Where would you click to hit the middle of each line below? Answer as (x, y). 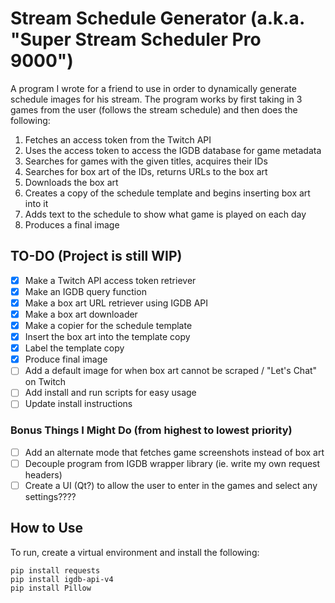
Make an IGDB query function (85, 291)
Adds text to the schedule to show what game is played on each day (165, 214)
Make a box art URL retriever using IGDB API (116, 303)
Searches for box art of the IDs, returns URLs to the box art (146, 171)
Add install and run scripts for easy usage (110, 393)
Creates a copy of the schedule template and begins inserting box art (167, 193)
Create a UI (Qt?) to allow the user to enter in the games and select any (171, 485)
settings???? (50, 496)
